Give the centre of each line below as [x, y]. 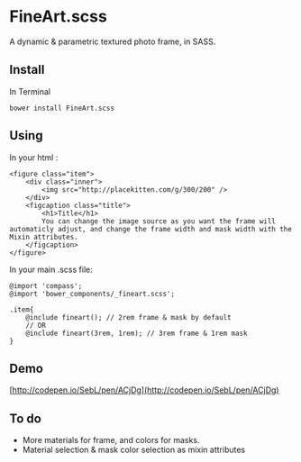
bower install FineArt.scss [62, 108]
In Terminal [30, 91]
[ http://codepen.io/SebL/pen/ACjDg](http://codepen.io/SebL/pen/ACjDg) [144, 390]
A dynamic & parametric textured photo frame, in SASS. [113, 41]
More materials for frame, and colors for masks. [111, 440]
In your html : [34, 157]
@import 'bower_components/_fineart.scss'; [92, 294]
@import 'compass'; [46, 285]
